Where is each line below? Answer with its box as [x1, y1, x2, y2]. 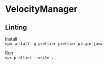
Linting [5, 23, 27, 32]
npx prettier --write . [5, 55, 54, 60]
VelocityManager [5, 3, 78, 15]
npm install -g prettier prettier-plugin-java [5, 41, 103, 46]
